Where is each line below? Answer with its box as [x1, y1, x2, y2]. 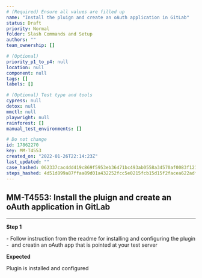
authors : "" [6, 37, 36, 43]
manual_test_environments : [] [6, 126, 82, 132]
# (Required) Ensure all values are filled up [6, 8, 125, 15]
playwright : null [6, 114, 50, 120]
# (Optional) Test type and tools [6, 92, 93, 98]
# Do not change [6, 137, 47, 143]
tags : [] [6, 76, 28, 82]
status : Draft [6, 20, 42, 26]
